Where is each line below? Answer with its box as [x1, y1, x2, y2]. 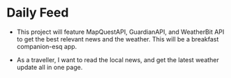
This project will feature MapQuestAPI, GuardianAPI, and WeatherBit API [16, 28, 225, 36]
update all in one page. [16, 63, 83, 71]
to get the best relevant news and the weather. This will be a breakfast [16, 35, 219, 43]
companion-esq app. [16, 42, 77, 50]
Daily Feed [6, 5, 69, 21]
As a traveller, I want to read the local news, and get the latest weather [16, 55, 219, 64]
